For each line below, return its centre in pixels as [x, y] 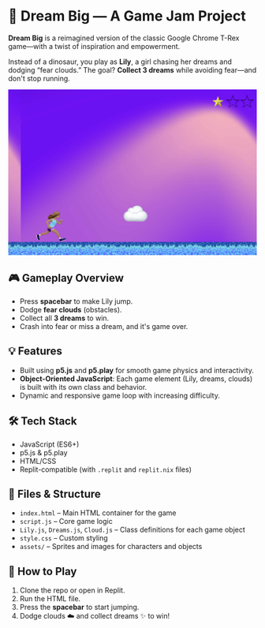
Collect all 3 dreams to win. [64, 318]
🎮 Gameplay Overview [66, 278]
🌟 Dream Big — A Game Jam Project [127, 16]
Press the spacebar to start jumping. [79, 607]
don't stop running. [39, 78]
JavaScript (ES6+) [49, 444]
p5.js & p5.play [44, 452]
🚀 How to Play [43, 571]
